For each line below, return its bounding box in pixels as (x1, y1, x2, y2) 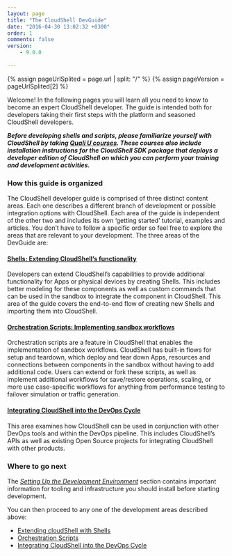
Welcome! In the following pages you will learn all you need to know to (7, 95, 208, 104)
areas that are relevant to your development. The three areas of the (7, 231, 200, 240)
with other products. (7, 444, 65, 452)
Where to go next (7, 461, 67, 471)
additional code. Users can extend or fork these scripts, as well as (7, 368, 197, 376)
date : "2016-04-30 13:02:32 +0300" (7, 23, 110, 30)
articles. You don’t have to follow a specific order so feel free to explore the (7, 224, 223, 232)
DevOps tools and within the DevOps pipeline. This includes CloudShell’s (7, 429, 215, 438)
